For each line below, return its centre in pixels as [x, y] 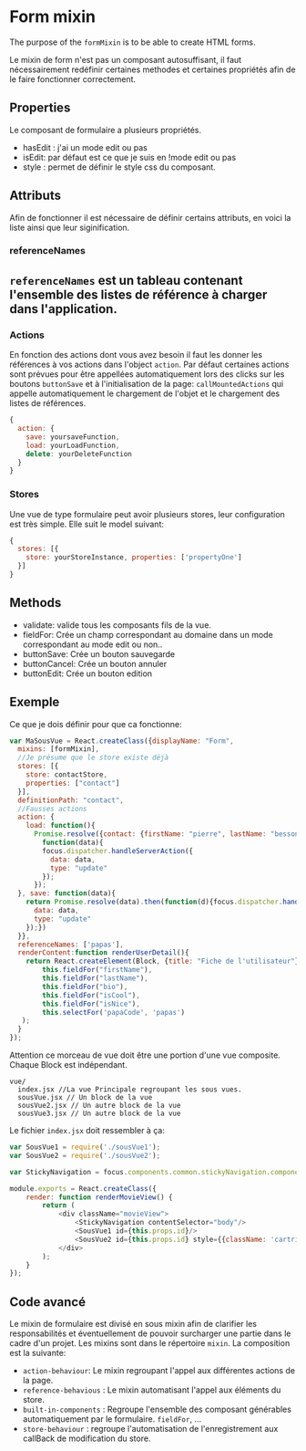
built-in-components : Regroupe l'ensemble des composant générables [157, 1409]
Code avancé [48, 1302]
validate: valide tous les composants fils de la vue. [117, 625]
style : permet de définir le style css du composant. [119, 167]
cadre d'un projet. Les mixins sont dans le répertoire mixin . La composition [150, 1343]
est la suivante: [38, 1353]
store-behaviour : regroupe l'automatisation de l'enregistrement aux [150, 1429]
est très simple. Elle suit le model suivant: [87, 524]
